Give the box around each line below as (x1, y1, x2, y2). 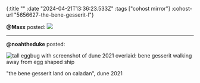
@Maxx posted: (6, 24, 46, 30)
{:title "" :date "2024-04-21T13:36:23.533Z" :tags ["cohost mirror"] (6, 5, 171, 12)
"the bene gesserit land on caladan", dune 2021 (6, 70, 123, 76)
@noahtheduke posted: (6, 41, 65, 47)
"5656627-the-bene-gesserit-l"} (14, 11, 94, 18)
